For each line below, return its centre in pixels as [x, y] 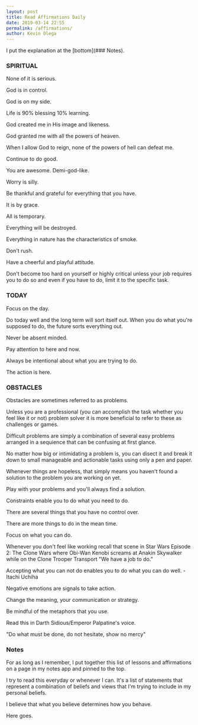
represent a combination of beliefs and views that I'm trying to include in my [99, 686]
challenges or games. [33, 425]
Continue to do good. [32, 159]
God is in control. [27, 90]
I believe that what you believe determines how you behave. [79, 704]
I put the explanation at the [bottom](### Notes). [65, 50]
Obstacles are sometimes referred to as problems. [67, 400]
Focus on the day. [28, 308]
